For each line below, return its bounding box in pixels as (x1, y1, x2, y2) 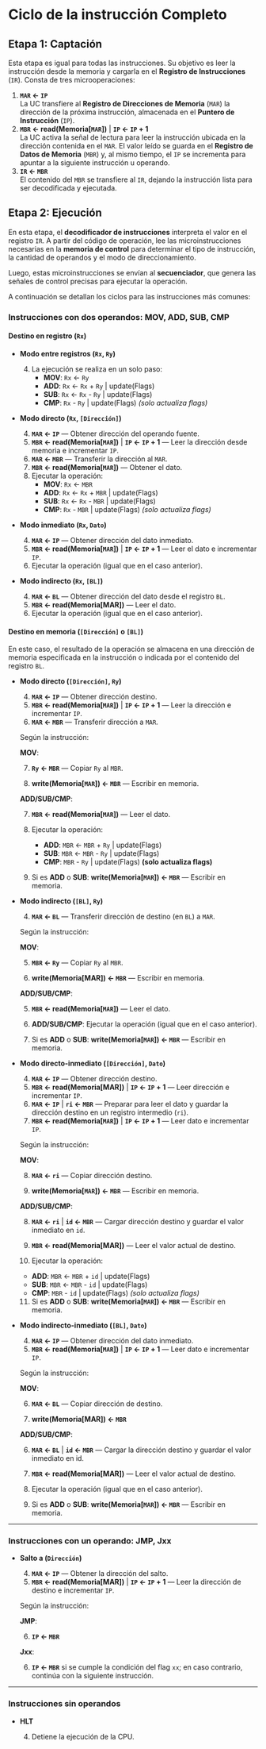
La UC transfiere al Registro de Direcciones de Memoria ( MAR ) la (19, 99, 230, 108)
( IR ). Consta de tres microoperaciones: (8, 75, 136, 84)
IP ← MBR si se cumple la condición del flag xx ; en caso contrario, (31, 1662, 243, 1672)
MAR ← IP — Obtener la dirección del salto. (31, 1569, 169, 1578)
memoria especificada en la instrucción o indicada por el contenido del (8, 653, 240, 662)
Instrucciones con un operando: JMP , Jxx (8, 1535, 172, 1547)
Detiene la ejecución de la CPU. (31, 1732, 135, 1741)
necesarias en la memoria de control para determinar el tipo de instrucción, (8, 244, 256, 253)
